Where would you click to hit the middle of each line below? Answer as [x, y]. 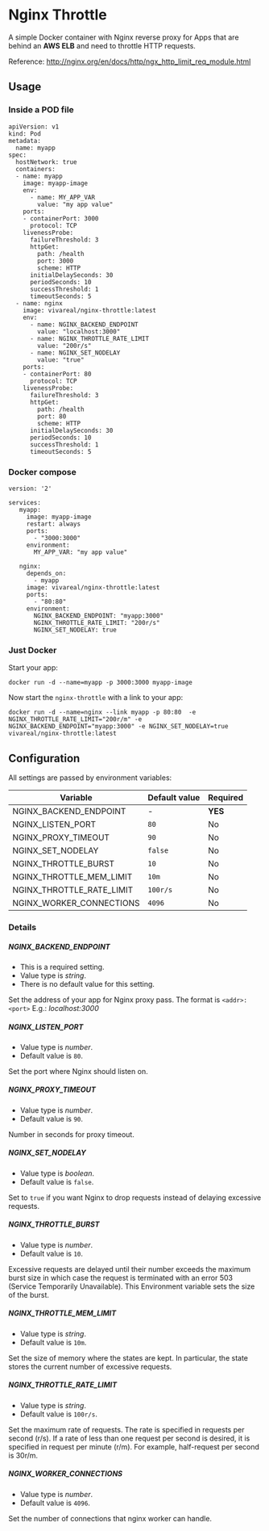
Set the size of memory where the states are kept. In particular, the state [128, 1357]
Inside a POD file [41, 110]
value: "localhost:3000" [79, 331]
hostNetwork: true [47, 162]
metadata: [25, 141]
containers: [36, 169]
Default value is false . [57, 1181]
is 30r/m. [23, 1455]
